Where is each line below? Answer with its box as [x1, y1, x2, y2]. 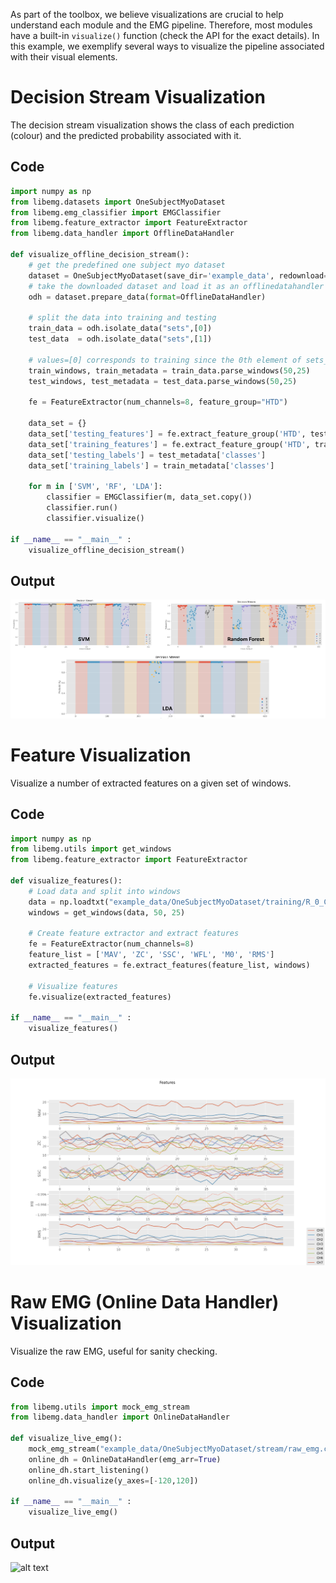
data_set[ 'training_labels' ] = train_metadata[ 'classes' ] [28, 460, 275, 471]
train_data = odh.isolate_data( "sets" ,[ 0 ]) [28, 324, 213, 334]
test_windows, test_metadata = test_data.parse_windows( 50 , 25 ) [28, 376, 298, 386]
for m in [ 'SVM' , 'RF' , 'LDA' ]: [28, 482, 163, 492]
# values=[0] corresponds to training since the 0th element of [28, 355, 302, 365]
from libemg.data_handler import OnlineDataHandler [10, 1412, 230, 1423]
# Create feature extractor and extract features [28, 929, 240, 939]
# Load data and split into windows [28, 886, 182, 896]
